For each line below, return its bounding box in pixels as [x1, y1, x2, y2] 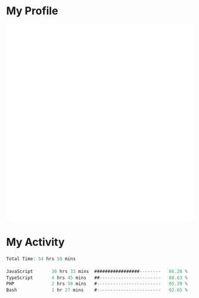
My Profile [6, 4, 58, 18]
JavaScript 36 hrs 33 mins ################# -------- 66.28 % [6, 268, 188, 274]
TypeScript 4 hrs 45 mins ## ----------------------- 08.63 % [6, 275, 188, 281]
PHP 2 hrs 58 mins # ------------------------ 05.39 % [6, 281, 188, 287]
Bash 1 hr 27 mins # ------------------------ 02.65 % [6, 287, 188, 293]
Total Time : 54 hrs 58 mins [6, 256, 76, 262]
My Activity [6, 236, 65, 249]
